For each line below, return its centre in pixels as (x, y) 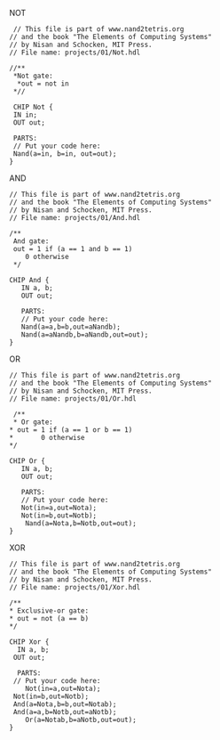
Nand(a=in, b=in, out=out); (65, 154)
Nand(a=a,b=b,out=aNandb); (71, 327)
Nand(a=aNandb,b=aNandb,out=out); (85, 335)
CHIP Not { (33, 107)
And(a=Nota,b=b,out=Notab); (65, 704)
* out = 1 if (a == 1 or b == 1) (71, 430)
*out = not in (43, 84)
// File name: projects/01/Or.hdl (73, 399)
